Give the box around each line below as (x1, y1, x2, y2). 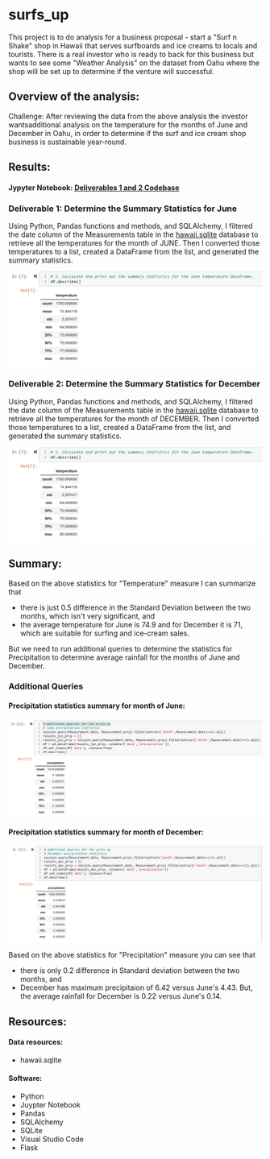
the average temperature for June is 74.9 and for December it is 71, (19, 619, 243, 629)
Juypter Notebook (19, 1100, 81, 1110)
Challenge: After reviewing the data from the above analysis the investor (8, 111, 248, 121)
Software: (8, 1074, 43, 1083)
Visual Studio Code (19, 1134, 85, 1145)
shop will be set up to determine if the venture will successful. (8, 66, 214, 76)
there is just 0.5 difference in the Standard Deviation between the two (19, 602, 251, 612)
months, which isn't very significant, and (19, 611, 156, 621)
